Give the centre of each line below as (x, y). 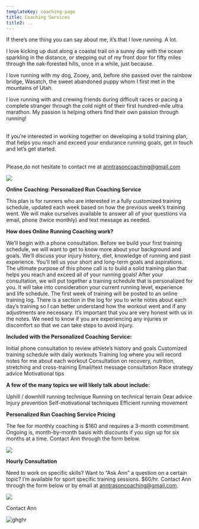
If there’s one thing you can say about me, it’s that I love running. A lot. (92, 40)
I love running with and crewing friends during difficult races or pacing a (94, 99)
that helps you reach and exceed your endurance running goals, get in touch (99, 143)
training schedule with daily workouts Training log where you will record (94, 355)
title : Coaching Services (38, 17)
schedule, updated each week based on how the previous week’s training (96, 207)
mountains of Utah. (30, 88)
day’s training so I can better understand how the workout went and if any (96, 306)
